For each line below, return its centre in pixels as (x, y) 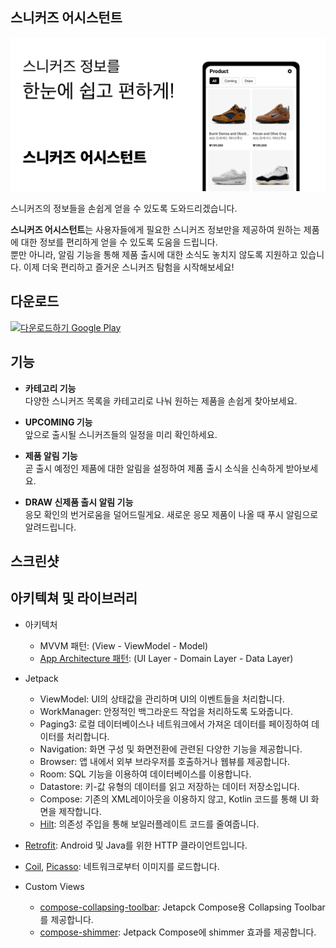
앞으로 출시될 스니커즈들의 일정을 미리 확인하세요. (121, 434)
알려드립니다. (50, 527)
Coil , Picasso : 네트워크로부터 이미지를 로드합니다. (122, 866)
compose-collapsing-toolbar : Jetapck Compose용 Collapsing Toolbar (182, 907)
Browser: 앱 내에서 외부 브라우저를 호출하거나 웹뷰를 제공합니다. (164, 761)
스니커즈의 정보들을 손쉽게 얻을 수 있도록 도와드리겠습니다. (124, 208)
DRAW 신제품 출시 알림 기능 (79, 502)
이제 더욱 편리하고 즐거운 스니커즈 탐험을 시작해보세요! (129, 267)
